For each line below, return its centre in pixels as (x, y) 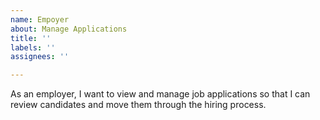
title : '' (31, 38)
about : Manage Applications (69, 29)
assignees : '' (40, 57)
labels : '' (33, 47)
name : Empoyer (40, 19)
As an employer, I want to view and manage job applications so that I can (160, 94)
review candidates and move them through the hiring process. (138, 105)
